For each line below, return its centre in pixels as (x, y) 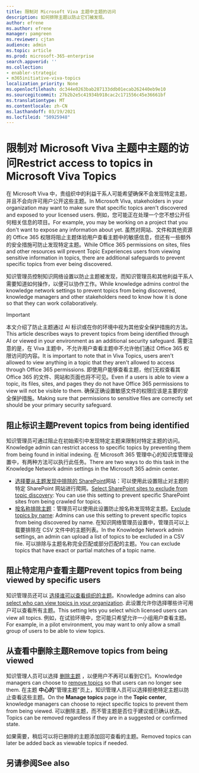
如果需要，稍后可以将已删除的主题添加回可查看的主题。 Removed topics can (99, 736)
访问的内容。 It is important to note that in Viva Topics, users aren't (92, 356)
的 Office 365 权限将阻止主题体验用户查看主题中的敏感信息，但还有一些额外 (99, 237)
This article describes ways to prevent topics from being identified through (97, 334)
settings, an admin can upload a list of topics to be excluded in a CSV (99, 537)
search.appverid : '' (32, 61)
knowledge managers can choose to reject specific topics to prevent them (97, 704)
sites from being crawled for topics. (58, 501)
